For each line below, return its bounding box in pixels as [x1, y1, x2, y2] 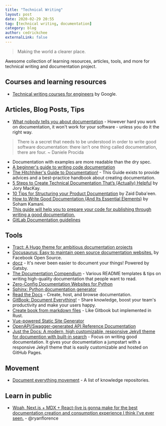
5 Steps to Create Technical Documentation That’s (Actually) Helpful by [12, 180, 158, 186]
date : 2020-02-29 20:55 [5, 16, 55, 21]
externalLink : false [5, 35, 48, 40]
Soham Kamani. [12, 201, 45, 207]
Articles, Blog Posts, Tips [5, 105, 85, 114]
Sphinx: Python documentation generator [12, 286, 97, 293]
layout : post [5, 12, 32, 17]
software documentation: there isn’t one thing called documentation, [17, 144, 158, 150]
